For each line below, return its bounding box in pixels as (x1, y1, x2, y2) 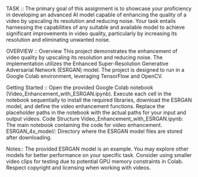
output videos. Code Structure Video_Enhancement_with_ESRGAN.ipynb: (6, 115, 184, 122)
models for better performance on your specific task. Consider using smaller (6, 152, 192, 158)
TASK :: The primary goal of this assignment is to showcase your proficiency (6, 5, 192, 12)
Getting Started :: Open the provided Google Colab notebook (6, 84, 153, 91)
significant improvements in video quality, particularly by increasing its (6, 30, 177, 37)
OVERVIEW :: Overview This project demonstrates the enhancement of (6, 48, 178, 55)
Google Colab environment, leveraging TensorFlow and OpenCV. (6, 73, 163, 79)
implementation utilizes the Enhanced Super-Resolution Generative (6, 60, 169, 67)
